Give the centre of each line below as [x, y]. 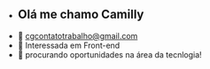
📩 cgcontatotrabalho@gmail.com [78, 35]
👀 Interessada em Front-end [69, 45]
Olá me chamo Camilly [81, 15]
